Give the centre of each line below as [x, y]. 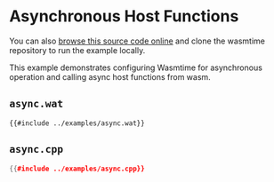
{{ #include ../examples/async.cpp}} [77, 169]
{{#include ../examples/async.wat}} [77, 123]
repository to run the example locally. [77, 50]
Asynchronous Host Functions [124, 16]
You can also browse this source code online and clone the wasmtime [137, 41]
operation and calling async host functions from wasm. [110, 76]
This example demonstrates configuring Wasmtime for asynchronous [136, 67]
